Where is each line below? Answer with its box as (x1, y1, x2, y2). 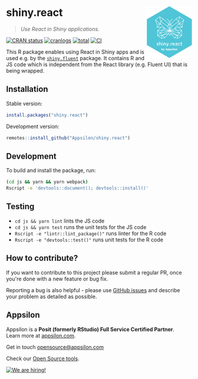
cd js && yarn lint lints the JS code (14, 217, 105, 224)
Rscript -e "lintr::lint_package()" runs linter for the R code (14, 230, 167, 237)
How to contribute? (6, 253, 78, 263)
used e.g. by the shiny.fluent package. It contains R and (6, 54, 145, 61)
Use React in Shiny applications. (20, 25, 100, 32)
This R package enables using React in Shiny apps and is (6, 48, 144, 55)
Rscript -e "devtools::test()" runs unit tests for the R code (14, 236, 164, 243)
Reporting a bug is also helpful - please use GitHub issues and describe (6, 286, 180, 293)
